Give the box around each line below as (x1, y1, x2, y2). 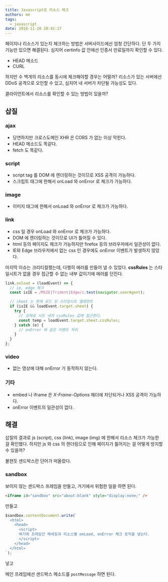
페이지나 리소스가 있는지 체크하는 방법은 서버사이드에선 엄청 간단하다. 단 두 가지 (5, 41, 161, 47)
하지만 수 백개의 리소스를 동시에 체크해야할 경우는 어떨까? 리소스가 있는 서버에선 (5, 74, 162, 80)
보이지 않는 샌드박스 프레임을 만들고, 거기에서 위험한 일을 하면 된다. (5, 483, 137, 489)
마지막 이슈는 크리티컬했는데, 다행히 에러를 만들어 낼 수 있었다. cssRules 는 (5, 264, 153, 270)
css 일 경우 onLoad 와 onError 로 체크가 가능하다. (12, 228, 111, 235)
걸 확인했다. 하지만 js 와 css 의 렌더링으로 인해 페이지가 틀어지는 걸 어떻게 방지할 (5, 441, 163, 447)
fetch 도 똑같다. (12, 147, 44, 153)
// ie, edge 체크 (10, 285, 44, 290)
